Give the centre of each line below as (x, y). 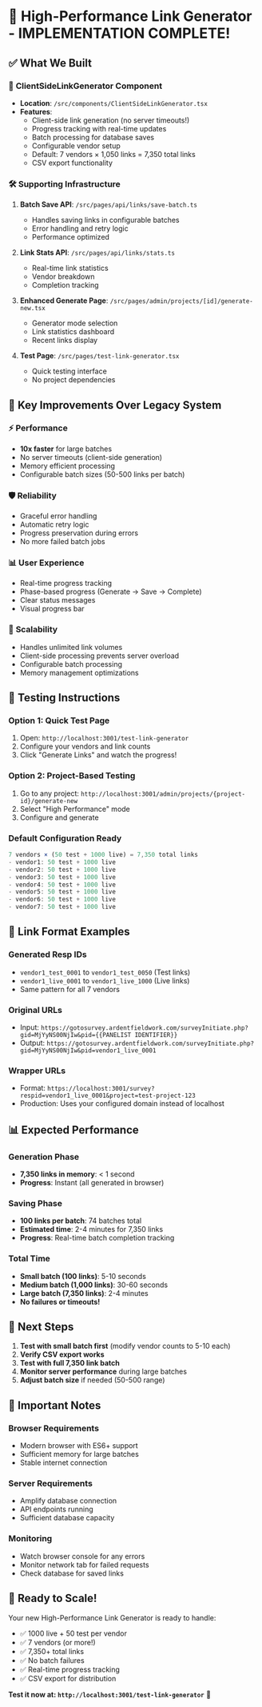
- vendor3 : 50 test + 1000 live (62, 877)
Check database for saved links (71, 1573)
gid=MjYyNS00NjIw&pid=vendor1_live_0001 (88, 1051)
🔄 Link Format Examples (69, 932)
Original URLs (35, 1010)
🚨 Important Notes (55, 1405)
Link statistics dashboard (73, 332)
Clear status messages (58, 600)
